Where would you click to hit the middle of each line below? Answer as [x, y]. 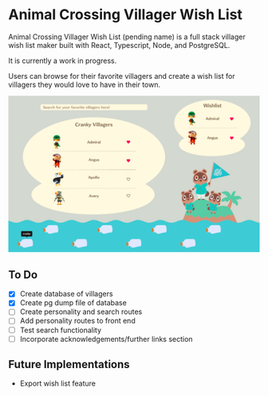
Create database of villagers [66, 294]
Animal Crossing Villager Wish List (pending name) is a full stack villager [127, 37]
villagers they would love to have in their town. [85, 84]
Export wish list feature [57, 383]
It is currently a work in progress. [63, 61]
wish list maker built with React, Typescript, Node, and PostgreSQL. [119, 45]
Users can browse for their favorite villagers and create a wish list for [122, 76]
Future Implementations [69, 365]
